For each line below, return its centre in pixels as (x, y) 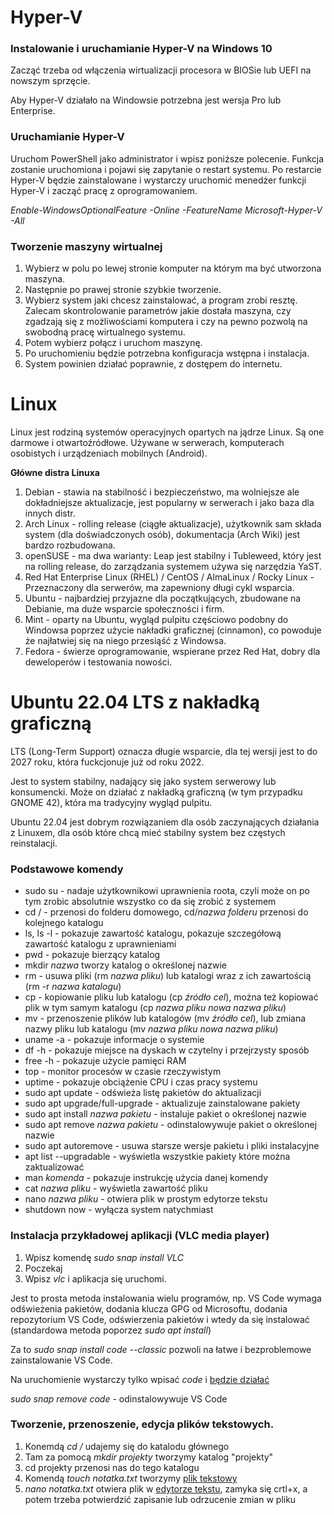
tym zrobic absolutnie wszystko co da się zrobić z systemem (150, 902)
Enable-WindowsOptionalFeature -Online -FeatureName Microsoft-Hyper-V (166, 210)
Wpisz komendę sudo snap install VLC (104, 1257)
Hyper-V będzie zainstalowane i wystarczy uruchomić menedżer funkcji (158, 180)
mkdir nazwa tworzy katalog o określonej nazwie (125, 965)
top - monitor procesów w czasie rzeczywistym (123, 1072)
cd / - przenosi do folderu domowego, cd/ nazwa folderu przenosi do (166, 912)
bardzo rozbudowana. (70, 545)
